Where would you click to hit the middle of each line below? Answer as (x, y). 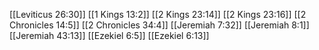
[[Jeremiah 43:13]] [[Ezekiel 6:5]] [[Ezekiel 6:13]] (109, 35)
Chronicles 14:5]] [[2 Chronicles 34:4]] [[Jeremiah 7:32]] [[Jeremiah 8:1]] (159, 25)
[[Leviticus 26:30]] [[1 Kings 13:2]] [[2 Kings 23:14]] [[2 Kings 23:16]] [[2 (158, 14)
